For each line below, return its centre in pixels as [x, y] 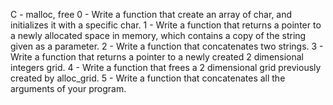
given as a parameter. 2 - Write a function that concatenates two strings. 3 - [167, 46]
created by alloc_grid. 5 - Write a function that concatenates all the [148, 78]
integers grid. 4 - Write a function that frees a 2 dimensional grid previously [166, 67]
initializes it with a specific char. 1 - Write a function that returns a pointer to [166, 25]
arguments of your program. [68, 88]
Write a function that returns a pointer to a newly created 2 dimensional [157, 57]
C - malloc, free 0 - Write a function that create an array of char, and [151, 14]
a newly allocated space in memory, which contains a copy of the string [158, 35]
